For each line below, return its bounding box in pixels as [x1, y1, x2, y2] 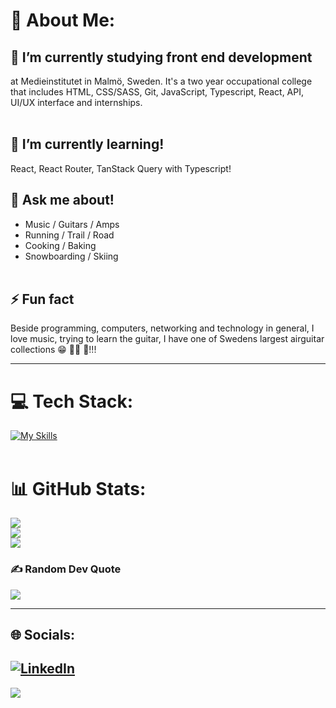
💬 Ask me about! [10, 192, 115, 209]
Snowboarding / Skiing [24, 250, 119, 262]
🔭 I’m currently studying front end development [10, 49, 313, 66]
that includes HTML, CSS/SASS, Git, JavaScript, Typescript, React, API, [10, 86, 304, 98]
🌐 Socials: [10, 627, 76, 643]
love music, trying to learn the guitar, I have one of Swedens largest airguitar [10, 333, 325, 345]
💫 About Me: [10, 9, 116, 32]
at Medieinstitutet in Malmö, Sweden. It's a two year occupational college [10, 75, 313, 87]
